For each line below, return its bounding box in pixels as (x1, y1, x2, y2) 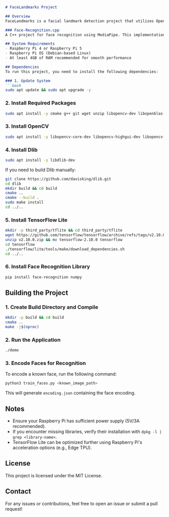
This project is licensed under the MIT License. (5, 472, 103, 478)
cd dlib (5, 181, 22, 186)
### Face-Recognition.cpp (5, 28, 59, 33)
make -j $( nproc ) (5, 325, 39, 330)
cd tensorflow (5, 242, 35, 247)
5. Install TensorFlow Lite (5, 216, 68, 224)
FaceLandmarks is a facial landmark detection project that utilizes (5, 18, 154, 24)
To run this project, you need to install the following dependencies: (5, 69, 158, 74)
